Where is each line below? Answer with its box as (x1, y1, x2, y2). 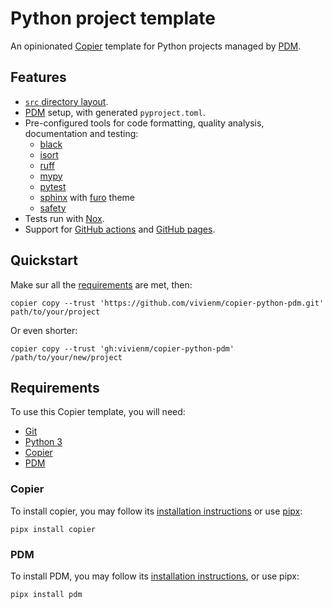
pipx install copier (10, 524, 97, 534)
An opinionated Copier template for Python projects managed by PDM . (10, 40, 302, 52)
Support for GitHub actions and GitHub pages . (24, 223, 216, 235)
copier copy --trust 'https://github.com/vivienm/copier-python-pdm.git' (10, 298, 325, 308)
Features (10, 69, 67, 86)
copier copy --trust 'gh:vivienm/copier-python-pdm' (10, 343, 235, 354)
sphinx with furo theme (39, 191, 136, 203)
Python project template (10, 7, 217, 30)
